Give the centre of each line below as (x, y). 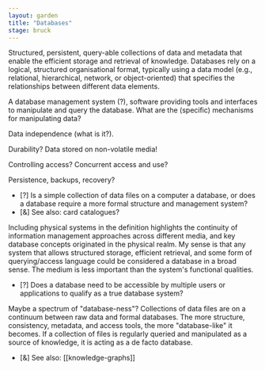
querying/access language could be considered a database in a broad (123, 261)
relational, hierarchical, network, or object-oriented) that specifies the (121, 78)
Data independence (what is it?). (61, 134)
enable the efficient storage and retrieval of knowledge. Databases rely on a (132, 61)
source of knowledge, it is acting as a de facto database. (100, 342)
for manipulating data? (45, 119)
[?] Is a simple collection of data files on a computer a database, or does (137, 196)
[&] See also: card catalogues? (70, 212)
